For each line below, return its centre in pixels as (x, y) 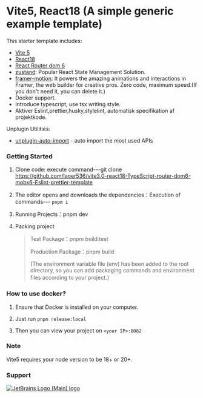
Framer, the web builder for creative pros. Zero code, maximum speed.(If (106, 85)
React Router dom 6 (40, 66)
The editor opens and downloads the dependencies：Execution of (98, 195)
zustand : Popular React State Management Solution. (80, 72)
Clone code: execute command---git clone (68, 170)
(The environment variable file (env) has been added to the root (109, 264)
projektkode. (31, 117)
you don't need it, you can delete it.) (60, 91)
